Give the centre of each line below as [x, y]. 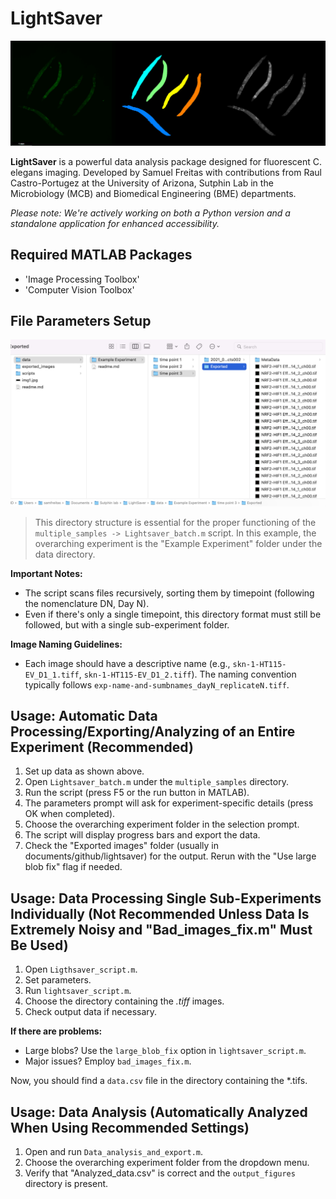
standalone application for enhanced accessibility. [115, 223]
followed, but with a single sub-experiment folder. [127, 624]
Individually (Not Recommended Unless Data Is [160, 913]
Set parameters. [58, 980]
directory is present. [66, 1184]
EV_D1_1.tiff [52, 675]
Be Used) [39, 945]
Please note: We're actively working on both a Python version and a [150, 213]
